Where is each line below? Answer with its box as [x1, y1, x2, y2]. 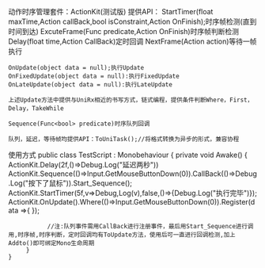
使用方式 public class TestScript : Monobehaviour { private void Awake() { [8, 150, 248, 159]
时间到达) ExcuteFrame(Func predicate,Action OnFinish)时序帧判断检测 [8, 27, 240, 36]
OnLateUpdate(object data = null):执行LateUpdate [8, 81, 172, 89]
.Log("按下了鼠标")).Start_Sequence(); [8, 178, 133, 188]
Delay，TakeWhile [8, 105, 65, 113]
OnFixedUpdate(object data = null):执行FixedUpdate [8, 72, 180, 80]
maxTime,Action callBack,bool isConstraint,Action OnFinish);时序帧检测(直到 [8, 17, 257, 26]
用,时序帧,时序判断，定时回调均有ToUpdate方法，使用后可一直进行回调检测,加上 [8, 231, 236, 239]
